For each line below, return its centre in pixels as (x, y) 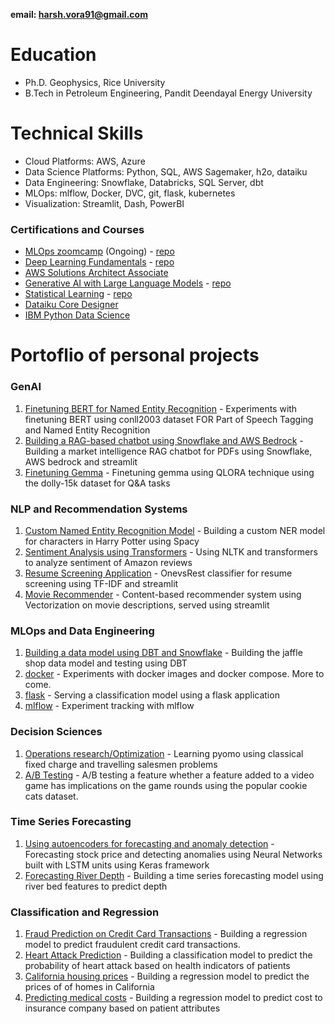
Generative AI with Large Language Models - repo (128, 283)
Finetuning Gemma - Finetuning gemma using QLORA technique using (169, 472)
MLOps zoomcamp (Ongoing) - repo (99, 251)
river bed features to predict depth (96, 886)
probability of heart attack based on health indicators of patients (157, 966)
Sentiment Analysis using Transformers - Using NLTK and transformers (171, 551)
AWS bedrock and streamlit (81, 461)
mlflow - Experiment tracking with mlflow (109, 706)
